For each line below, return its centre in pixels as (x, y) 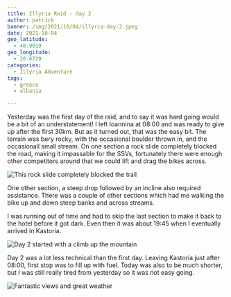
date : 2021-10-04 (32, 33)
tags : (15, 78)
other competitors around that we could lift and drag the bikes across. (107, 161)
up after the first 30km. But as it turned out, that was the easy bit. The (107, 132)
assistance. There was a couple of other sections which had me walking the (115, 196)
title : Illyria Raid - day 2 (49, 14)
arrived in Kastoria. (34, 231)
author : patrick (31, 20)
